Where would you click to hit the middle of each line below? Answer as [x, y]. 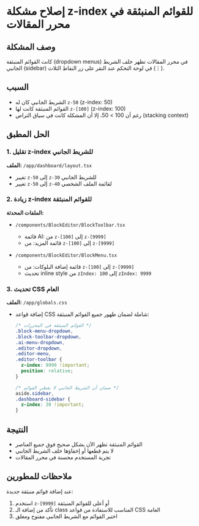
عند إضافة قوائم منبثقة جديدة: [40, 491]
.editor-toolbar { [39, 359]
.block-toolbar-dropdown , [48, 337]
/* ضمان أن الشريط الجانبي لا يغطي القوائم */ [67, 388]
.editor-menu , [33, 354]
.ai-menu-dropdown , [40, 342]
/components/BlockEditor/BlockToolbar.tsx [70, 225]
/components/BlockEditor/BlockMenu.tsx [66, 255]
